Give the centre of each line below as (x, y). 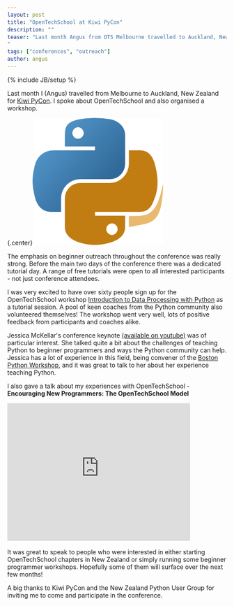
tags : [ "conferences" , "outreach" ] (59, 52)
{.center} (20, 243)
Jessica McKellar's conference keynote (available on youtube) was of (107, 335)
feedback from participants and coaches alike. (74, 322)
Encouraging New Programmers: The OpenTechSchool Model (98, 393)
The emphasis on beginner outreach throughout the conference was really (114, 256)
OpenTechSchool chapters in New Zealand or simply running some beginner (117, 559)
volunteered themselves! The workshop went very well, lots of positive (109, 314)
